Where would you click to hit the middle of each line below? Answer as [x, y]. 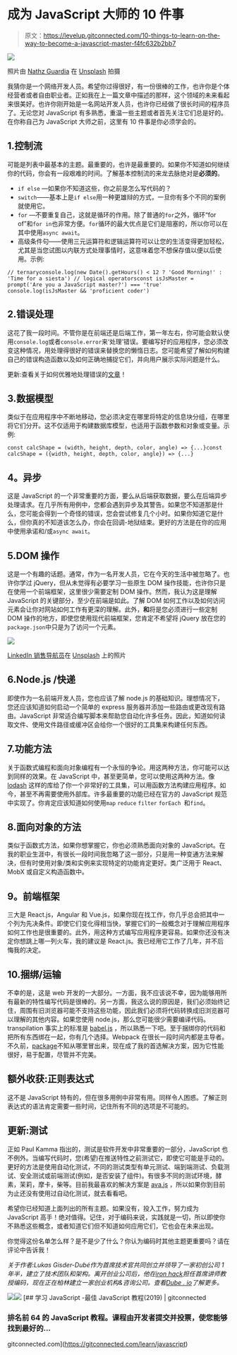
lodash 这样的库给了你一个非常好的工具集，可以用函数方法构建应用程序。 [114, 785]
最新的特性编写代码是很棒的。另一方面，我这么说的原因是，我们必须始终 [118, 1002]
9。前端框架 [34, 896]
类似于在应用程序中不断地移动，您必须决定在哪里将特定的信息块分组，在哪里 [119, 417]
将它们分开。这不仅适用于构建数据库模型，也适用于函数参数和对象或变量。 [115, 426]
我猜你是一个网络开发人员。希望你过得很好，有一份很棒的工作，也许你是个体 [119, 86]
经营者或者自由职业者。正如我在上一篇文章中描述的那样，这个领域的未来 [112, 95]
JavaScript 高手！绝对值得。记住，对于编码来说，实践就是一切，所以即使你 [116, 1217]
